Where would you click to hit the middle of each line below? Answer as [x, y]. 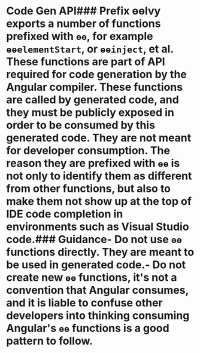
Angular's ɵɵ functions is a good [88, 328]
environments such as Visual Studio [98, 227]
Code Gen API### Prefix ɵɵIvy [84, 11]
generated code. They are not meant [99, 138]
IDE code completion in [65, 214]
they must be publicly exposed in [90, 113]
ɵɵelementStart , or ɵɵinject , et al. [90, 49]
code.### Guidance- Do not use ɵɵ [94, 240]
